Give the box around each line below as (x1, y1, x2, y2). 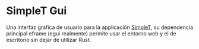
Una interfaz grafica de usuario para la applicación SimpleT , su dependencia (6, 24, 193, 31)
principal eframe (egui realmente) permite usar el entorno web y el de (6, 30, 176, 37)
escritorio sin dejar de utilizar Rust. (6, 36, 91, 43)
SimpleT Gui (6, 4, 67, 18)
